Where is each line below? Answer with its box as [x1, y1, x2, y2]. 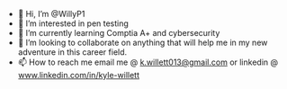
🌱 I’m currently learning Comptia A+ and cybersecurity [17, 28, 220, 38]
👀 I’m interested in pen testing [17, 18, 129, 29]
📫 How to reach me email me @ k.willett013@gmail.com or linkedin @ [17, 57, 279, 67]
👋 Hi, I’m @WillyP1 [17, 9, 85, 19]
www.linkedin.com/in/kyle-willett [17, 70, 139, 80]
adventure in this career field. [17, 47, 128, 58]
